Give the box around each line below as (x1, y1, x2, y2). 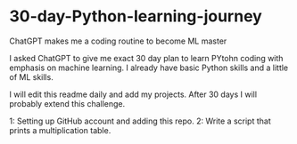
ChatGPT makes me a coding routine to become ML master (9, 36, 227, 46)
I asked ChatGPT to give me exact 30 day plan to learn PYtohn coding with (9, 52, 284, 63)
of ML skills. (9, 71, 54, 82)
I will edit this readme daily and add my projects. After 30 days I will (9, 89, 257, 100)
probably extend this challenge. (9, 98, 126, 108)
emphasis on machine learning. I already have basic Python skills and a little (9, 62, 289, 73)
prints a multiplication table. (9, 124, 111, 135)
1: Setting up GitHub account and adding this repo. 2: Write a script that (9, 116, 271, 126)
